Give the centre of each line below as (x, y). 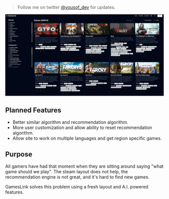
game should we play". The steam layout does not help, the (67, 172)
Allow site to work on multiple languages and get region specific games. (87, 139)
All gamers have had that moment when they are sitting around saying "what (84, 166)
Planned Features (33, 110)
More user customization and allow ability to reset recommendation (82, 127)
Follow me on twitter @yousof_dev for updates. (66, 7)
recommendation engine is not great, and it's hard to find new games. (77, 177)
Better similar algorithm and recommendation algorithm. (70, 122)
